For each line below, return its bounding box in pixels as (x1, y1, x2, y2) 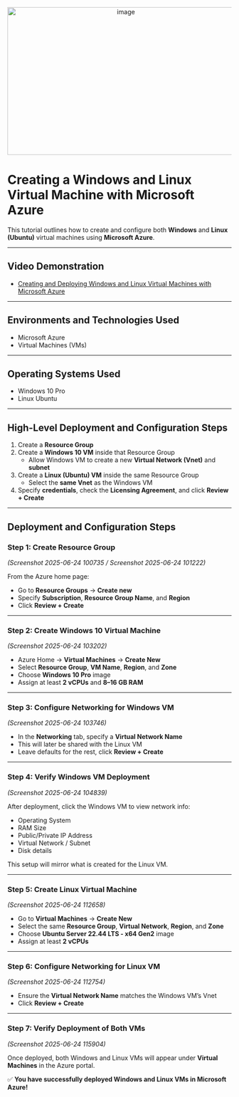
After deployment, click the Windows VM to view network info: (7, 802, 191, 811)
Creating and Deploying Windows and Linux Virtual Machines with (17, 279, 212, 288)
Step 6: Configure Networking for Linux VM (7, 961, 161, 971)
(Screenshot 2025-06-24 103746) (7, 719, 107, 728)
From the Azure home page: (7, 572, 90, 580)
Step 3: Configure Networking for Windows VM (7, 703, 174, 713)
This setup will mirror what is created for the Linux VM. (7, 860, 169, 868)
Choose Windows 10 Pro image (17, 671, 111, 679)
